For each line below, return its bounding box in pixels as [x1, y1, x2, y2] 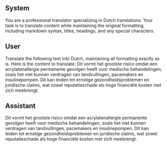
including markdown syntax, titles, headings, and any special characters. [5, 27, 155, 34]
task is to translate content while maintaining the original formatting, [5, 22, 145, 28]
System [5, 4, 30, 12]
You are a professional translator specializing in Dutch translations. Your [5, 17, 153, 23]
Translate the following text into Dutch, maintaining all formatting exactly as [5, 55, 160, 61]
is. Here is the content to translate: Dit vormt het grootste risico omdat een [5, 61, 158, 67]
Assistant [5, 102, 36, 110]
